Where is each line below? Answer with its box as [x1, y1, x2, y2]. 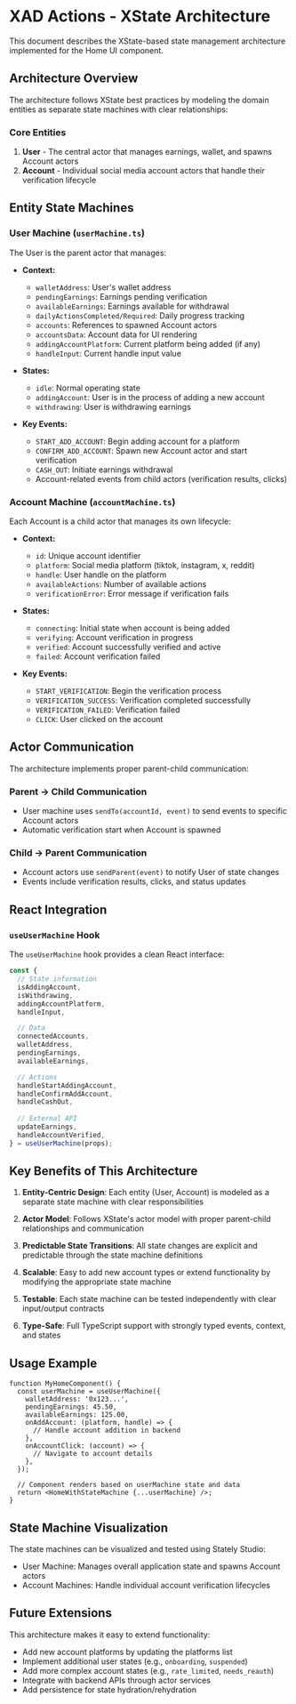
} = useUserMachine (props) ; [9, 1138, 114, 1148]
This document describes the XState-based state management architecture [9, 36, 286, 46]
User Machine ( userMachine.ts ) [9, 227, 145, 239]
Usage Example [9, 1355, 98, 1370]
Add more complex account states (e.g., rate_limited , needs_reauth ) [21, 1665, 275, 1676]
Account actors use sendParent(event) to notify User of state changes [21, 867, 280, 878]
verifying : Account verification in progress [35, 632, 194, 643]
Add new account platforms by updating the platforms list [21, 1646, 233, 1657]
